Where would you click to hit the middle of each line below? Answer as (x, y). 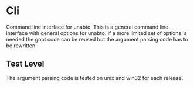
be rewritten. (21, 46)
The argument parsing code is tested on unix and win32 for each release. (95, 78)
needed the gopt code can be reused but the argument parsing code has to (97, 39)
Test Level (25, 64)
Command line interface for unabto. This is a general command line (87, 27)
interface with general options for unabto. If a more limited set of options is (96, 33)
